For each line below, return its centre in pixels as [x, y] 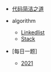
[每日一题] [25, 51]
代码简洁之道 [28, 9]
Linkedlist [33, 32]
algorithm [24, 21]
